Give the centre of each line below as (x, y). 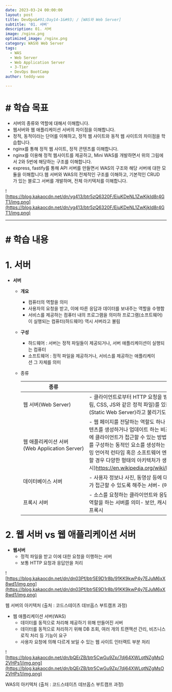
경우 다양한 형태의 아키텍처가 (128, 460)
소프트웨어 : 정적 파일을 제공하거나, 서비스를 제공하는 (81, 356)
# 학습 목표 (27, 108)
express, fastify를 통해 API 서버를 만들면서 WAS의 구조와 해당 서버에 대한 (87, 168)
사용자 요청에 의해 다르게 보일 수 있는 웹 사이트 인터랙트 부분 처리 (85, 642)
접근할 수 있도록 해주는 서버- (128, 485)
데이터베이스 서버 (42, 481)
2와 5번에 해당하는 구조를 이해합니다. (55, 161)
